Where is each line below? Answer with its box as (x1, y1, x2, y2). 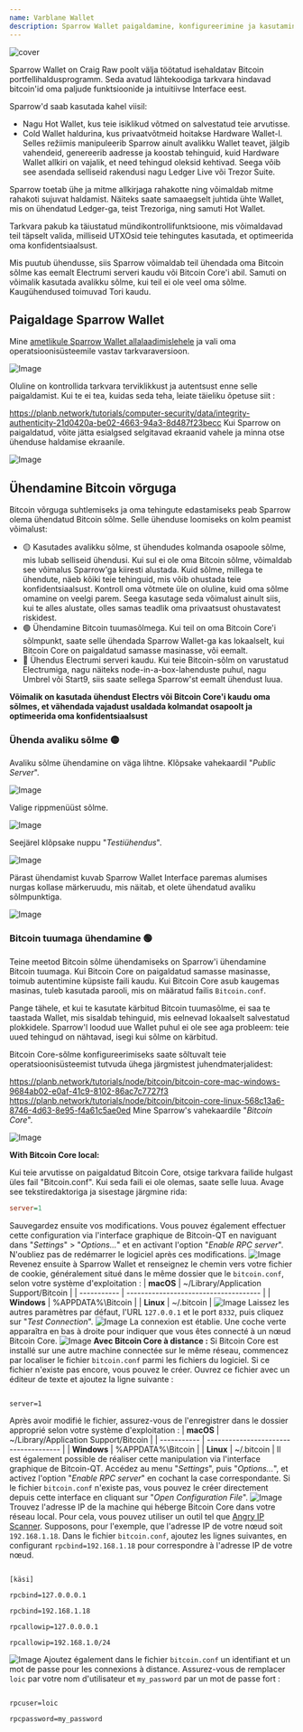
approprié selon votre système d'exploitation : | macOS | (9, 1425, 219, 1435)
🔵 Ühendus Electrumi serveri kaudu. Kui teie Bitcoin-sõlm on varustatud (22, 654, 289, 665)
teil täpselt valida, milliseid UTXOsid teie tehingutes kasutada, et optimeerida (9, 230, 294, 240)
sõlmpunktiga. (9, 891, 62, 902)
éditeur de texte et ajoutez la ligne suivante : (9, 1373, 174, 1384)
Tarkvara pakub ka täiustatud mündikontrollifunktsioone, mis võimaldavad (9, 221, 283, 231)
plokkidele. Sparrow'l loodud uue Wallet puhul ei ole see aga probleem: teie (9, 1021, 289, 1032)
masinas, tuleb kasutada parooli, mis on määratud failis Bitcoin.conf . (9, 984, 266, 995)
